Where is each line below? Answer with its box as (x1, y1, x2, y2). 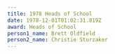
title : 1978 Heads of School (7, 10, 93, 18)
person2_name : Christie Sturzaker (7, 36, 109, 43)
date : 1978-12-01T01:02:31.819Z (7, 17, 102, 24)
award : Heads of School (7, 23, 77, 30)
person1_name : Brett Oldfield (7, 29, 96, 37)
